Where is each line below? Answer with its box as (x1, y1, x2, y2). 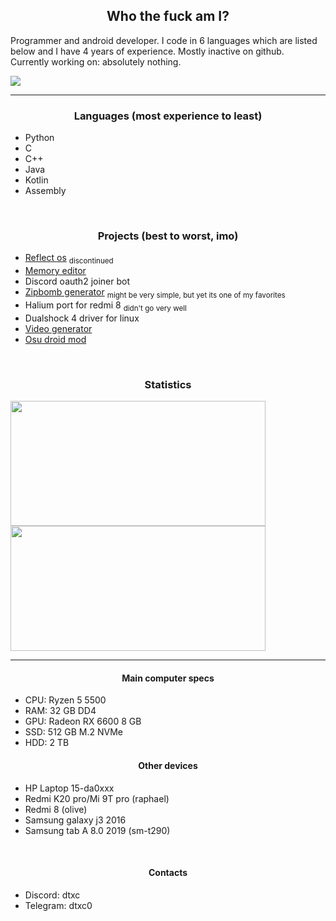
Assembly (24, 185, 67, 197)
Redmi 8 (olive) (24, 803, 88, 815)
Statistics (144, 377, 192, 391)
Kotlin (24, 174, 49, 186)
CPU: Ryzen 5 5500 (24, 694, 107, 706)
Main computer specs (121, 672, 215, 684)
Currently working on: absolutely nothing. (10, 55, 182, 68)
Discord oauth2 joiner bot (24, 275, 130, 288)
